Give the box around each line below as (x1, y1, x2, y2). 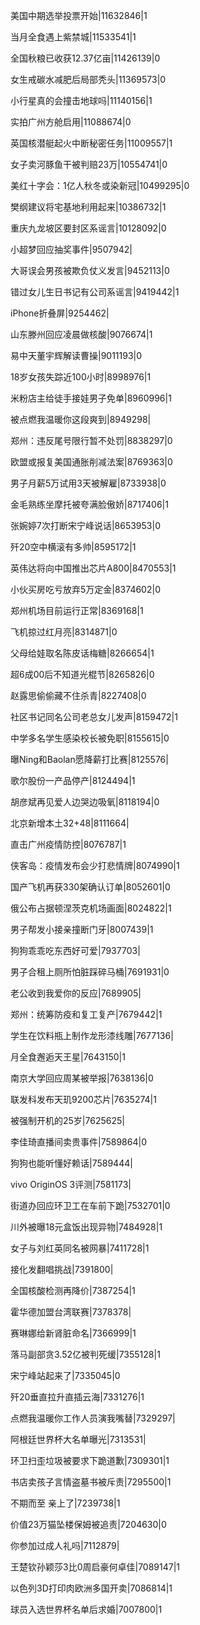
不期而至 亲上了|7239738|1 (10, 1497, 121, 1509)
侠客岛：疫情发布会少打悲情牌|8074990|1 (10, 860, 180, 871)
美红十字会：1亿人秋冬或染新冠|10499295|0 (10, 180, 190, 191)
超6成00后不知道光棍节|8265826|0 (10, 669, 155, 680)
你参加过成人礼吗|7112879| (10, 1540, 120, 1551)
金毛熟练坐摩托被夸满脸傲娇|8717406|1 (10, 499, 169, 510)
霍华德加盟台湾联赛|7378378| (10, 1306, 132, 1318)
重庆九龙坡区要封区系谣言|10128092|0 (10, 222, 167, 234)
